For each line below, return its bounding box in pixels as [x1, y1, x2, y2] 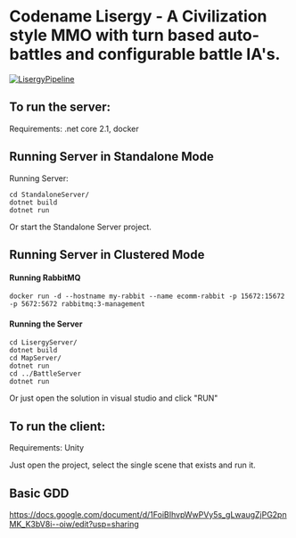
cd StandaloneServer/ [9, 190, 90, 199]
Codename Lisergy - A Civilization [9, 6, 267, 27]
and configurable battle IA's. [65, 45, 281, 64]
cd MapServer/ [9, 354, 62, 363]
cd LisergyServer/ [9, 338, 78, 347]
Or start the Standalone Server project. [9, 221, 152, 232]
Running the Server [9, 319, 83, 329]
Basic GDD [9, 485, 70, 501]
